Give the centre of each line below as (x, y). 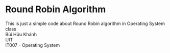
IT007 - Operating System (33, 45)
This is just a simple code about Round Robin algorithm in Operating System (85, 23)
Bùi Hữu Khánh (21, 34)
